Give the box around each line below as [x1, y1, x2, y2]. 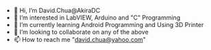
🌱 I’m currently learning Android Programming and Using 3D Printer [13, 21, 204, 28]
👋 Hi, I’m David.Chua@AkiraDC [13, 7, 101, 14]
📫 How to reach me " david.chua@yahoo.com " [13, 36, 146, 43]
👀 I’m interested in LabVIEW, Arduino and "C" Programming [13, 14, 180, 22]
